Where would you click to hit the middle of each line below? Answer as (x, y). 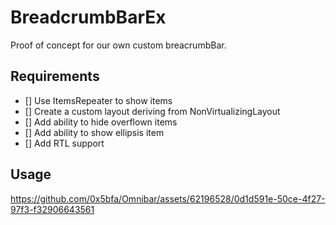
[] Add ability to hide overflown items (101, 122)
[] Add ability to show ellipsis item (94, 132)
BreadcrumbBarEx (88, 17)
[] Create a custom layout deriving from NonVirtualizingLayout (152, 111)
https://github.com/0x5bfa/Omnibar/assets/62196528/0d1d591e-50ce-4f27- (168, 198)
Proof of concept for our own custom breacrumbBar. (118, 45)
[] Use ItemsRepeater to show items (98, 100)
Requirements (55, 76)
